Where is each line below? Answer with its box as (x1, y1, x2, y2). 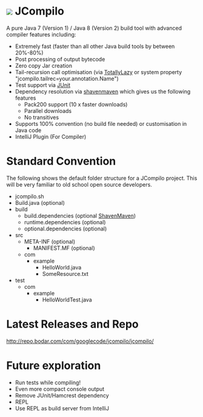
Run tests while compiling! (15, 379, 81, 386)
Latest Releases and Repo (6, 317, 139, 331)
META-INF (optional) (24, 238, 76, 245)
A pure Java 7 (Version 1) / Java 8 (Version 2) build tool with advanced (6, 24, 182, 32)
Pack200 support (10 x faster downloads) (24, 100, 128, 108)
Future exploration (6, 359, 101, 372)
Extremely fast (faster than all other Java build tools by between (15, 43, 175, 50)
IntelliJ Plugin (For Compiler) (15, 133, 87, 140)
